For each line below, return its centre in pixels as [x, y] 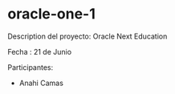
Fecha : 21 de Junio [40, 51]
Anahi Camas [41, 83]
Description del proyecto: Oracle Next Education [87, 36]
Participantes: [31, 67]
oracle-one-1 [51, 14]
